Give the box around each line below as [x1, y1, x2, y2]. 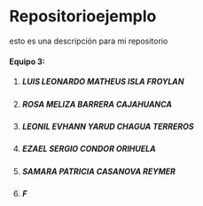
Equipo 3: [9, 56, 46, 67]
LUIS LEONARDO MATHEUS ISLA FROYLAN [21, 76, 184, 87]
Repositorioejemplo [9, 6, 157, 27]
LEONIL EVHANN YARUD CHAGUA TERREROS [21, 121, 194, 131]
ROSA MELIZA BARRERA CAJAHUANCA [21, 99, 173, 109]
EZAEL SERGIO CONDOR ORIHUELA [21, 144, 157, 154]
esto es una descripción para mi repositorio [9, 36, 168, 46]
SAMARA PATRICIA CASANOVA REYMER [21, 166, 176, 177]
